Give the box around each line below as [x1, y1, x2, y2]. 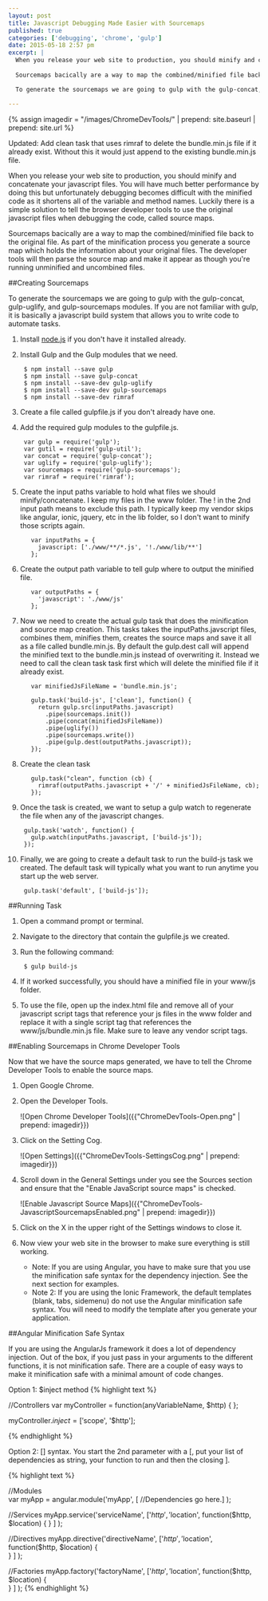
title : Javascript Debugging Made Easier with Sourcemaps [8, 19, 205, 27]
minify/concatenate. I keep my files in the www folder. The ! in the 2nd [19, 495, 251, 505]
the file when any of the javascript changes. [19, 810, 164, 820]
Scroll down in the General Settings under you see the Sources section [19, 1174, 253, 1185]
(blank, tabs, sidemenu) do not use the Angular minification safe [31, 1295, 243, 1305]
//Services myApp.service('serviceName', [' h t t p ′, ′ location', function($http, [8, 1509, 252, 1520]
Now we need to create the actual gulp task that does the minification [19, 616, 249, 625]
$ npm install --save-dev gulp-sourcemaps [23, 386, 167, 394]
